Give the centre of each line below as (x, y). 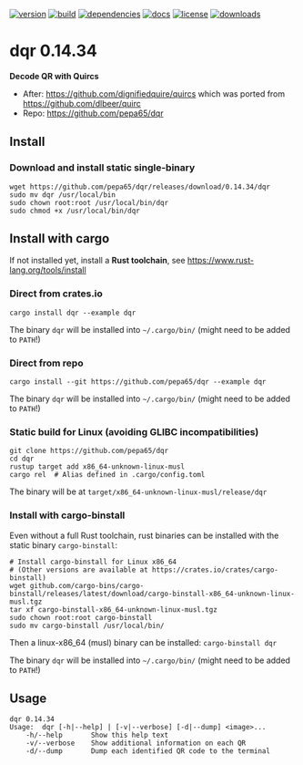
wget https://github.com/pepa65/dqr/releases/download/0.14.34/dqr (140, 187)
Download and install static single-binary (102, 168)
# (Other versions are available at (79, 570)
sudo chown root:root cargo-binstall (81, 617)
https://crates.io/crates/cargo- (215, 570)
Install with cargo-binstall (67, 515)
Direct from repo (46, 363)
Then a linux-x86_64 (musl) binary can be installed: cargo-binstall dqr (143, 642)
